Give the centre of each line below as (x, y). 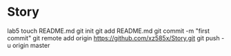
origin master (31, 45)
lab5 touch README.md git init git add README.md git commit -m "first (109, 31)
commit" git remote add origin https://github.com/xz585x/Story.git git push (113, 38)
